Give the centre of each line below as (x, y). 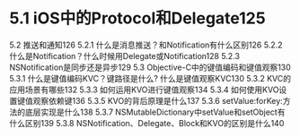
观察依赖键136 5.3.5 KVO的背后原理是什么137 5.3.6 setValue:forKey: (158, 100)
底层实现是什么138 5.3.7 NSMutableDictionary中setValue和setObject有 (155, 112)
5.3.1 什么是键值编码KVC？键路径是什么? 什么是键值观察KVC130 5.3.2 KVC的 (150, 78)
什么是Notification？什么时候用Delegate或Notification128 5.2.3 (125, 56)
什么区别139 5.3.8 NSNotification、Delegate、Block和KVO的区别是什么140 (147, 123)
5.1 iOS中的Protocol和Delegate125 (138, 18)
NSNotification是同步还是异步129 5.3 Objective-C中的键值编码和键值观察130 (150, 67)
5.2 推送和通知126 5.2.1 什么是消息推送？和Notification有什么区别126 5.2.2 (146, 45)
